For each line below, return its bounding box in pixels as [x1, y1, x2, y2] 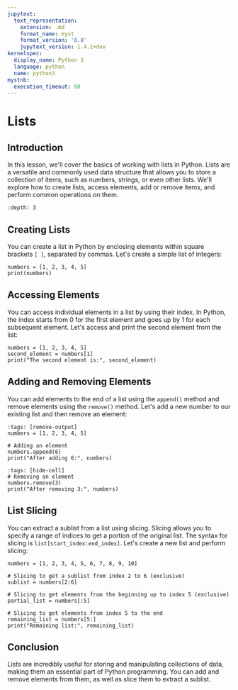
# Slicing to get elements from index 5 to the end [7, 609, 163, 617]
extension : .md [20, 23, 65, 30]
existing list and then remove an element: [7, 409, 127, 418]
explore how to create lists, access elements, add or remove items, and [7, 183, 215, 191]
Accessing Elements [7, 289, 100, 301]
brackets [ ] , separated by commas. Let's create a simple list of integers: [7, 250, 222, 259]
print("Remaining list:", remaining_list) [7, 622, 135, 629]
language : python [13, 63, 65, 70]
